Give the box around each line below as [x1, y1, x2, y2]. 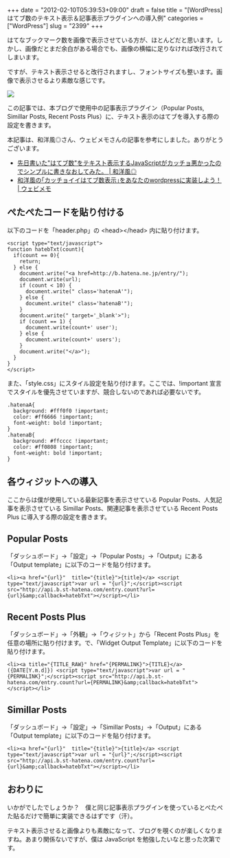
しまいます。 [7, 53, 43, 61]
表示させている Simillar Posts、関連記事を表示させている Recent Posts [19, 504, 218, 512]
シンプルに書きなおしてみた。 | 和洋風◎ [23, 168, 137, 175]
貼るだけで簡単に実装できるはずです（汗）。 [12, 811, 137, 820]
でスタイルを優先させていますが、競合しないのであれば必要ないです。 [7, 388, 205, 396]
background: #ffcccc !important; [13, 437, 109, 444]
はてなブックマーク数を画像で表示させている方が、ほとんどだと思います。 [7, 36, 217, 44]
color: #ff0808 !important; [13, 443, 94, 450]
